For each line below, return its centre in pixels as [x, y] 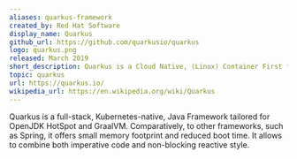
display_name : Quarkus [51, 34]
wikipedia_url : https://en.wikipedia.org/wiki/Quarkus [112, 91]
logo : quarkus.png [43, 50]
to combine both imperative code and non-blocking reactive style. [129, 144]
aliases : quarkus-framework [61, 17]
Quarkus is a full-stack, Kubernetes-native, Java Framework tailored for [140, 117]
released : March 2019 [49, 58]
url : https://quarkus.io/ [57, 83]
